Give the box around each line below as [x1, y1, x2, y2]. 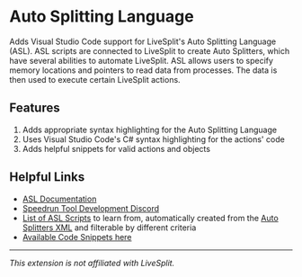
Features [9, 101, 60, 116]
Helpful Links [9, 169, 85, 185]
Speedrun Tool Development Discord [22, 202, 160, 213]
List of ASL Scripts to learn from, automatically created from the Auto [22, 212, 279, 223]
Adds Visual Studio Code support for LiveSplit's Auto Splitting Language [9, 36, 277, 47]
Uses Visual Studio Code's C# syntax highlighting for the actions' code [22, 133, 285, 145]
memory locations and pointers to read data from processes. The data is [9, 65, 278, 76]
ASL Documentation [22, 193, 97, 204]
